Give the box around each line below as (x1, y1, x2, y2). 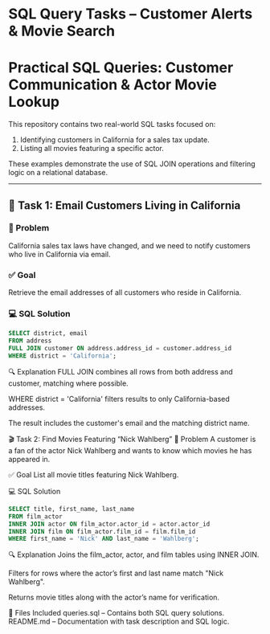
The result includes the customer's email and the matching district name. (8, 418, 250, 427)
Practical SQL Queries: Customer (8, 59, 234, 77)
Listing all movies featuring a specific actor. (19, 144, 165, 153)
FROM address (8, 337, 52, 346)
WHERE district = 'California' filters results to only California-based (8, 394, 231, 403)
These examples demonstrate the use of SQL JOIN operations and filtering (8, 159, 256, 169)
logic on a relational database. (8, 168, 108, 178)
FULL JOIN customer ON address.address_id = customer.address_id (8, 345, 231, 353)
